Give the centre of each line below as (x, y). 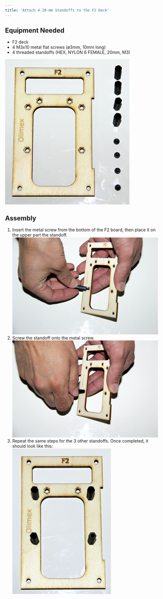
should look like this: (33, 446)
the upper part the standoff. (40, 235)
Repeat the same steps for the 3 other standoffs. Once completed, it (80, 441)
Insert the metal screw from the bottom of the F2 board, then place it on (84, 230)
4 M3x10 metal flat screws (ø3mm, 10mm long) (59, 47)
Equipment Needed (35, 31)
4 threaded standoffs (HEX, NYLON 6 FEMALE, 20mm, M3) (71, 52)
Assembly (21, 218)
